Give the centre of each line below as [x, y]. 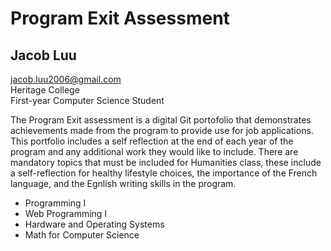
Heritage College [45, 90]
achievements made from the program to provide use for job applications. [162, 130]
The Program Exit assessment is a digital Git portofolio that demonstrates [161, 120]
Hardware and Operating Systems [94, 224]
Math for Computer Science [82, 235]
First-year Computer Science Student [87, 100]
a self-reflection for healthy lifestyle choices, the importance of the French [164, 173]
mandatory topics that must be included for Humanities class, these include [166, 162]
